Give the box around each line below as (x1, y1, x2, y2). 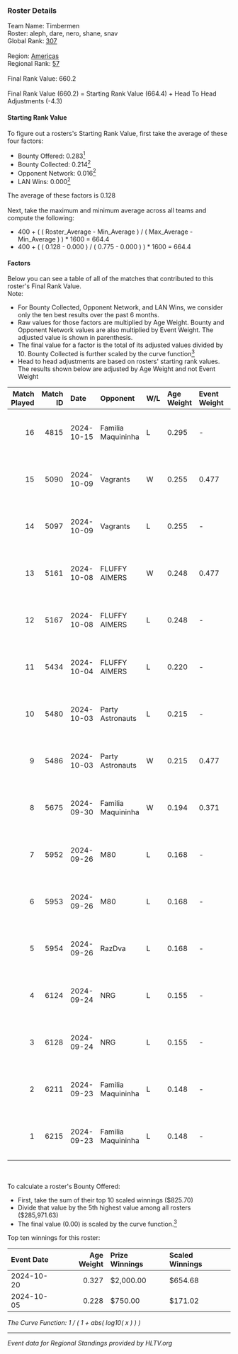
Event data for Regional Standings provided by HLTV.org (7, 1338, 173, 1347)
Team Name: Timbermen (7, 22, 80, 30)
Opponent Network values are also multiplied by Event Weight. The (17, 326, 214, 334)
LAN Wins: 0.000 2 (17, 176, 71, 186)
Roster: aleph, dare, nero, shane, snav (7, 29, 118, 38)
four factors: (7, 137, 44, 145)
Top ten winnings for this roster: (7, 1233, 101, 1241)
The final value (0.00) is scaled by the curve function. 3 (17, 1218, 177, 1228)
